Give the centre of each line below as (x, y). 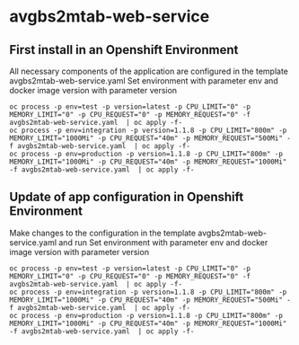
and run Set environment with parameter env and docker (163, 242)
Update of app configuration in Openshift (127, 197)
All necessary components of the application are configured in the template (149, 71)
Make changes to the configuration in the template (102, 233)
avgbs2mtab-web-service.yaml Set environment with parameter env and (144, 81)
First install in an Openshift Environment (124, 50)
